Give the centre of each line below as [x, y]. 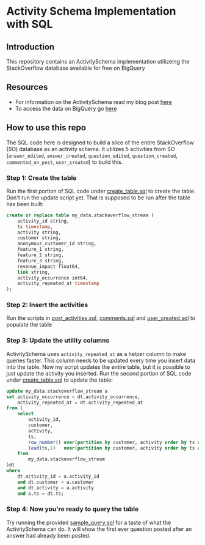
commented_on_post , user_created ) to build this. [65, 162]
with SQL [30, 24]
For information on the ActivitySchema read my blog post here [93, 102]
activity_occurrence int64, [53, 278]
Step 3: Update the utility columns [58, 341]
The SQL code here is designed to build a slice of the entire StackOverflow [100, 143]
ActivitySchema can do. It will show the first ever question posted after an [99, 529]
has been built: [25, 204]
